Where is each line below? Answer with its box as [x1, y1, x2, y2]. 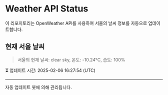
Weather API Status [5, 3, 88, 14]
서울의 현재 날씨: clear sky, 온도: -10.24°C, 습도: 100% [17, 56, 125, 62]
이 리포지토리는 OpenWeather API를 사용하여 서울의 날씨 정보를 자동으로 [5, 20, 147, 26]
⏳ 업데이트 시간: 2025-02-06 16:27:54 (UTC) [5, 67, 96, 73]
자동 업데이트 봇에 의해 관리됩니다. [5, 84, 72, 90]
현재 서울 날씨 [5, 42, 45, 51]
